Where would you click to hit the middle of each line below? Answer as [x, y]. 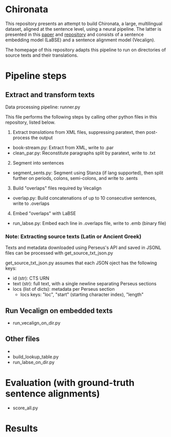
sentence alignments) [53, 394]
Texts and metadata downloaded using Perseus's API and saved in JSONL [83, 248]
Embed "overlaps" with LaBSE [44, 213]
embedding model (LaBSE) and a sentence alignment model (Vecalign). [80, 40]
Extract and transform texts [50, 95]
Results [22, 428]
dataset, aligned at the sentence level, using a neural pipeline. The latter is [83, 29]
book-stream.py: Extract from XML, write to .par [63, 147]
